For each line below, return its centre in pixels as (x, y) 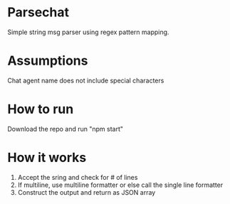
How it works (47, 158)
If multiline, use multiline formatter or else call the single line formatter (120, 185)
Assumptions (48, 61)
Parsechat (38, 12)
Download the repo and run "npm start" (65, 129)
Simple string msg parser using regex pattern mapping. (88, 32)
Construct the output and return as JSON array (87, 192)
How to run (41, 109)
